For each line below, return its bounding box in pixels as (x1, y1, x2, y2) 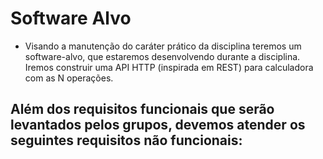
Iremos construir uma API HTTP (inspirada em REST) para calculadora (24, 61, 314, 73)
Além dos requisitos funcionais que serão (10, 101, 275, 118)
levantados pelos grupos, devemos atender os (10, 117, 306, 134)
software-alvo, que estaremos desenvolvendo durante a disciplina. (24, 50, 301, 62)
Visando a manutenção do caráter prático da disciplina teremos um (24, 40, 302, 52)
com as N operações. (24, 72, 114, 84)
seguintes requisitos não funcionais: (10, 132, 243, 149)
